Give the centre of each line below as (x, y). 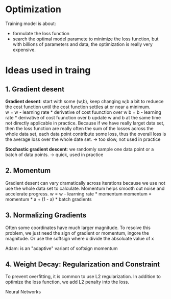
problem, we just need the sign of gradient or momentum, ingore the (77, 233)
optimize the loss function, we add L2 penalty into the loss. (67, 282)
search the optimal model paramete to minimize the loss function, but (86, 39)
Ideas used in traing (48, 70)
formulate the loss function (41, 33)
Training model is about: (31, 23)
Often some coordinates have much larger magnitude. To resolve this (78, 228)
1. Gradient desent (35, 89)
